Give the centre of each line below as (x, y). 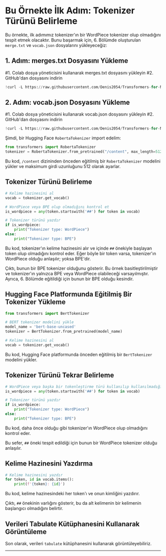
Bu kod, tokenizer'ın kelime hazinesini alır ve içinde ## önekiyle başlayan (79, 248)
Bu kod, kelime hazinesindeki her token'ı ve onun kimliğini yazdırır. (72, 494)
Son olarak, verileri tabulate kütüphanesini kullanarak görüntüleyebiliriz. (78, 543)
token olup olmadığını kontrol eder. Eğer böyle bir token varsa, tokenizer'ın (81, 253)
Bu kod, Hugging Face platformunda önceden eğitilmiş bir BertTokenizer (79, 354)
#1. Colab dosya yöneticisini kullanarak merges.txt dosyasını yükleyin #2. (79, 73)
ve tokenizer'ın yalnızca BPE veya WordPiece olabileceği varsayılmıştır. (77, 273)
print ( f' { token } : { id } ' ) (40, 484)
